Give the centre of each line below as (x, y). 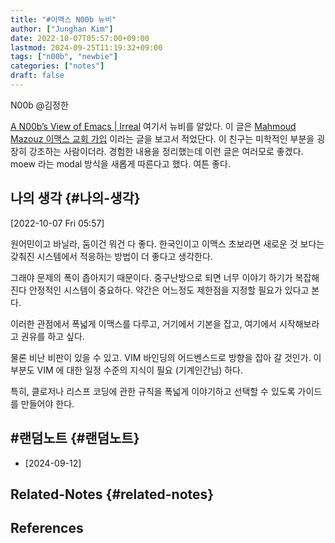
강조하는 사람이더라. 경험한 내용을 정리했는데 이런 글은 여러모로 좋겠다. (166, 151)
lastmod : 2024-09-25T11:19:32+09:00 (86, 47)
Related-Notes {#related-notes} (112, 494)
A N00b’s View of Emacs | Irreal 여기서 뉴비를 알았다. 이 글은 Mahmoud (153, 126)
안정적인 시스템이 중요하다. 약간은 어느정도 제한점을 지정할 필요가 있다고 (169, 290)
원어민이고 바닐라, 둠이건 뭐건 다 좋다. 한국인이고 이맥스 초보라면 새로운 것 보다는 (167, 243)
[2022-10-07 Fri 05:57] (57, 223)
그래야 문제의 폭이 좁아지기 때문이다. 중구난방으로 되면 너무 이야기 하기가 (151, 277)
